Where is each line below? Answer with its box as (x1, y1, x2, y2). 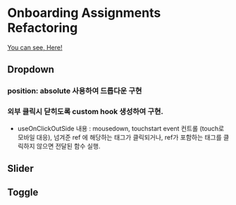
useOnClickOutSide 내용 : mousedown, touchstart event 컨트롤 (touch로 (17, 124, 225, 132)
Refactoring (7, 20, 78, 36)
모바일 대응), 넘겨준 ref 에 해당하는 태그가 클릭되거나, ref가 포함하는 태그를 (17, 132, 222, 142)
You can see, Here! (7, 43, 63, 51)
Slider (7, 162, 34, 174)
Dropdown (7, 63, 55, 75)
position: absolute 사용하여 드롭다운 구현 (7, 86, 142, 96)
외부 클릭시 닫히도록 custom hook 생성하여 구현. (7, 107, 163, 117)
